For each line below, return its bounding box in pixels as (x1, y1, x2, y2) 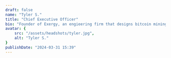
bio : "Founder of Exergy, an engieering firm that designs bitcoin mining (5, 21, 167, 27)
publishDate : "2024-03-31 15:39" (5, 45, 76, 50)
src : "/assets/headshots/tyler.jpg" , (14, 31, 95, 36)
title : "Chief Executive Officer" (5, 17, 79, 22)
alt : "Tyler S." (14, 36, 49, 41)
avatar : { (5, 26, 26, 31)
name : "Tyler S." (5, 12, 42, 17)
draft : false (5, 7, 33, 13)
